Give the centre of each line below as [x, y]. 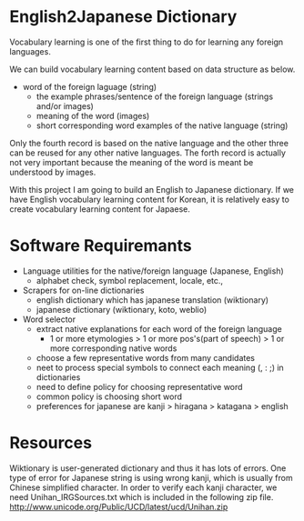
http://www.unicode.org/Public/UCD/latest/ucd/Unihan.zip [119, 506]
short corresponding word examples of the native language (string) [162, 125]
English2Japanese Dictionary [123, 17]
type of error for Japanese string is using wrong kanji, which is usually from [151, 477]
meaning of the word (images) [93, 115]
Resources [51, 443]
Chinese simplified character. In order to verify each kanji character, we [143, 487]
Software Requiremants [101, 246]
